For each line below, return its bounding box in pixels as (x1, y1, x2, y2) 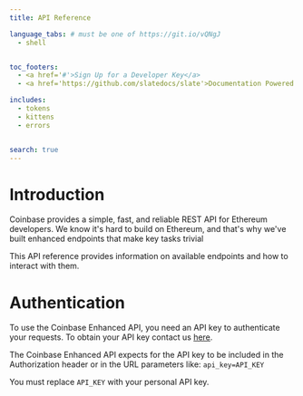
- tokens (17, 104, 51, 113)
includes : (9, 96, 47, 105)
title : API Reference (9, 13, 92, 23)
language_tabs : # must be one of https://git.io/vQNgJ (9, 29, 221, 39)
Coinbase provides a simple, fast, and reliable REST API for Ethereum (9, 214, 268, 225)
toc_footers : (9, 63, 59, 72)
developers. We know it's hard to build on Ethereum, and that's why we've (9, 224, 287, 235)
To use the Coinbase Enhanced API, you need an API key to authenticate (9, 323, 280, 333)
